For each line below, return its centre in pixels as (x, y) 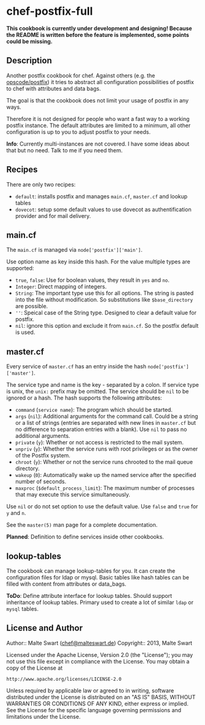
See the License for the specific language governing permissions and (94, 710)
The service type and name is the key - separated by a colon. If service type (102, 385)
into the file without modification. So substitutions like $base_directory (104, 300)
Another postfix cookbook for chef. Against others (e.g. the (81, 76)
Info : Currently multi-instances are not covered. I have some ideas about (98, 144)
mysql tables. (22, 609)
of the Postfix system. (43, 456)
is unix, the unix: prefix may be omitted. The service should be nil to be (98, 392)
